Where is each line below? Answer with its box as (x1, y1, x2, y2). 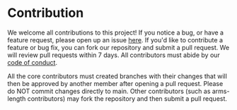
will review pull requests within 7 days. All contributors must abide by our (7, 51, 221, 59)
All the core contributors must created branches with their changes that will (7, 72, 228, 80)
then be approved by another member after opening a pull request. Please (7, 79, 224, 87)
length (7, 94, 26, 103)
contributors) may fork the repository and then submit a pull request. (27, 94, 228, 103)
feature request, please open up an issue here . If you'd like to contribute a (7, 35, 224, 44)
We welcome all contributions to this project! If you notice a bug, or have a (7, 28, 224, 37)
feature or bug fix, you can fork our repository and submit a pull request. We (7, 43, 230, 51)
